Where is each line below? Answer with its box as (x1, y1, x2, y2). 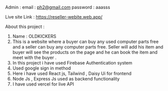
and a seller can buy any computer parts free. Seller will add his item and (12, 44, 163, 49)
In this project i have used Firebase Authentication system (12, 60, 132, 65)
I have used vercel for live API (12, 81, 74, 87)
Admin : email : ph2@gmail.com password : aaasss (5, 4, 110, 10)
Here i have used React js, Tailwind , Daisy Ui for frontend (12, 70, 132, 76)
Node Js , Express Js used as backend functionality (12, 76, 120, 81)
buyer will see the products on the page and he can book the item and (12, 49, 158, 55)
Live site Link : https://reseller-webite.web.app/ (5, 14, 103, 19)
